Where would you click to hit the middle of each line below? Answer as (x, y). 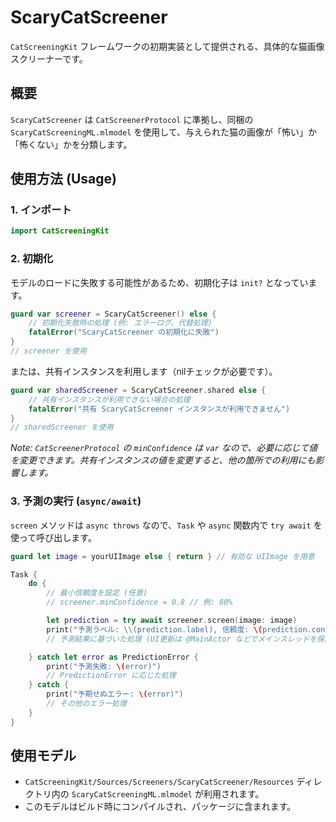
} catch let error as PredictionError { (113, 657)
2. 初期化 (32, 259)
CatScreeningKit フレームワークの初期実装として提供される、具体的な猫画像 (167, 46)
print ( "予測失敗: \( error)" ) (104, 666)
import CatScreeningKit (60, 231)
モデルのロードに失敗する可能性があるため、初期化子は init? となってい (159, 282)
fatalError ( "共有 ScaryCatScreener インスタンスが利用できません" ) (159, 409)
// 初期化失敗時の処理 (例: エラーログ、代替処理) (120, 323)
